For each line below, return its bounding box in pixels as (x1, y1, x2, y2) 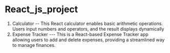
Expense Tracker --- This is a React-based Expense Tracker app (12, 31, 149, 37)
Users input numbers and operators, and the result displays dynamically (12, 25, 164, 32)
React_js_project (5, 4, 78, 15)
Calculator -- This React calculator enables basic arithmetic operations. (12, 20, 163, 26)
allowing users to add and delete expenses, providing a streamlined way (12, 37, 165, 43)
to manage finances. (12, 42, 56, 48)
